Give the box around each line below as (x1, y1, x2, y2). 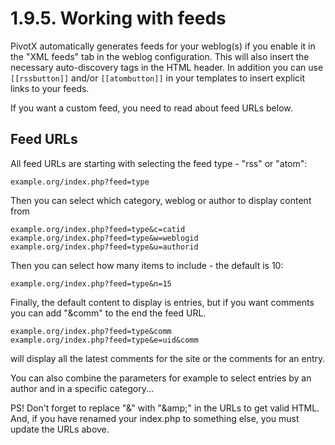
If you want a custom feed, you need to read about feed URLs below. (10, 102, 293, 114)
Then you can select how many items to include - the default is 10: (10, 259, 284, 271)
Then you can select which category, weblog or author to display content (10, 194, 312, 206)
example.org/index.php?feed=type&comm (10, 326, 172, 336)
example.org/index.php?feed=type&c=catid (10, 224, 186, 234)
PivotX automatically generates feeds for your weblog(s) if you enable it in (10, 40, 316, 52)
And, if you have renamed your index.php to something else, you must (10, 412, 300, 424)
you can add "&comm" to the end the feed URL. (10, 307, 207, 319)
